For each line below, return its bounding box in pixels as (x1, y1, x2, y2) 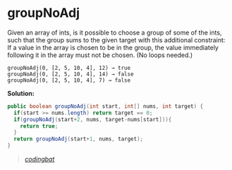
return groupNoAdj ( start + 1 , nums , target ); (13, 135, 143, 142)
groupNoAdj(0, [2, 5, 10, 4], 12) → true (7, 64, 131, 71)
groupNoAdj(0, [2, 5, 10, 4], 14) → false (7, 71, 134, 78)
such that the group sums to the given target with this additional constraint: (7, 35, 226, 44)
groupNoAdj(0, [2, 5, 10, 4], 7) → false (7, 76, 131, 84)
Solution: (7, 89, 35, 97)
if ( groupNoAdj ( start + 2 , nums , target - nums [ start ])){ (13, 116, 172, 123)
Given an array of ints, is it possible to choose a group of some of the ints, (7, 28, 222, 37)
